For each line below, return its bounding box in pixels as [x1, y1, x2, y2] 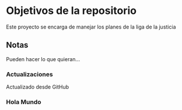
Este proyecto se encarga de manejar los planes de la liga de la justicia [6, 23, 176, 30]
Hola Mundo [6, 98, 42, 106]
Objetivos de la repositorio [6, 4, 137, 17]
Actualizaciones [6, 70, 54, 78]
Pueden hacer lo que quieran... [6, 55, 80, 62]
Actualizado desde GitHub [6, 83, 69, 91]
